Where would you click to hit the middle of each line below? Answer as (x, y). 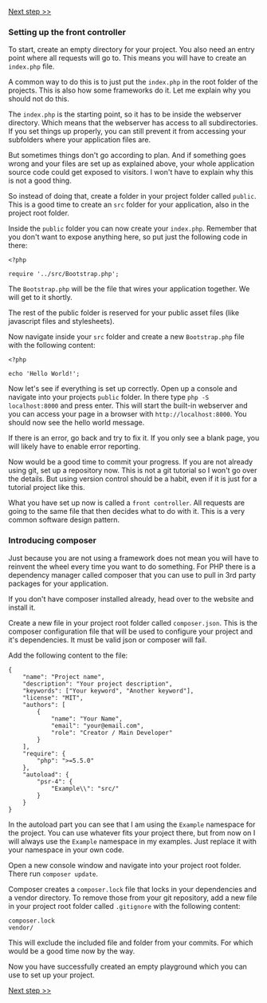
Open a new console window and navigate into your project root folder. (125, 865)
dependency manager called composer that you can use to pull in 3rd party (132, 575)
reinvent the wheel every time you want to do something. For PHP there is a (132, 567)
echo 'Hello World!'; (44, 374)
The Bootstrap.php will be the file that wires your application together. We (129, 289)
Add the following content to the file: (68, 655)
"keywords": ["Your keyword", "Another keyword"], (108, 691)
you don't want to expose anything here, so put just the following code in (128, 237)
